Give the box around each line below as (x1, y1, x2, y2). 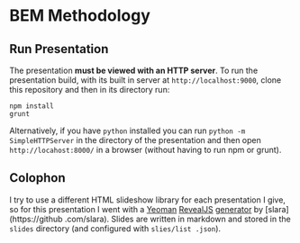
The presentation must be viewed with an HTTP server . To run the (9, 65, 259, 76)
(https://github (9, 213, 63, 224)
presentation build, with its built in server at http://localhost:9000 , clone (9, 75, 282, 85)
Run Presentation (9, 41, 109, 57)
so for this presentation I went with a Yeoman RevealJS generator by (9, 203, 264, 214)
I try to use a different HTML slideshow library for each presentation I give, (9, 194, 286, 205)
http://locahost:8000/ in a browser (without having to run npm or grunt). (9, 145, 282, 155)
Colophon (9, 170, 66, 185)
